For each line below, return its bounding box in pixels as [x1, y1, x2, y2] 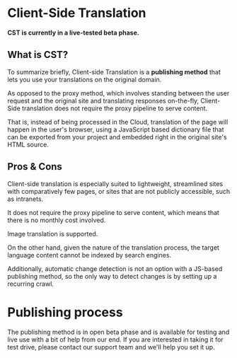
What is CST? [7, 49, 69, 61]
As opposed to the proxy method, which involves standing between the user [7, 88, 230, 97]
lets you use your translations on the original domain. [7, 75, 162, 83]
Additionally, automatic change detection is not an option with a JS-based [7, 264, 223, 273]
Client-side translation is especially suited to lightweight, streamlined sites [7, 179, 224, 188]
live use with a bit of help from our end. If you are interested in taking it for [7, 335, 224, 344]
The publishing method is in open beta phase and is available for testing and [7, 328, 230, 336]
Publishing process [7, 304, 123, 320]
